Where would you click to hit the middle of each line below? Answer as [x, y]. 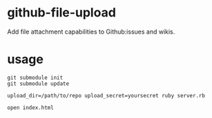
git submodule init [35, 78]
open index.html [30, 108]
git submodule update [38, 84]
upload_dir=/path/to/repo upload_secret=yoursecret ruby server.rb [106, 95]
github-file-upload [61, 13]
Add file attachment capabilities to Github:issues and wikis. [91, 32]
